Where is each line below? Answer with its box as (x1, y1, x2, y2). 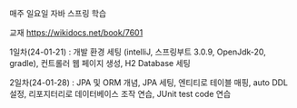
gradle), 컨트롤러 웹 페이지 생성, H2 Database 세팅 (9, 58, 191, 68)
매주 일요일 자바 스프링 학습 (9, 8, 107, 18)
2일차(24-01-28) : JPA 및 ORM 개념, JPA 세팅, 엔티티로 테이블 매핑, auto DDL (9, 77, 289, 88)
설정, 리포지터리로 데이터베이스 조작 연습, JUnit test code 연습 (9, 89, 232, 99)
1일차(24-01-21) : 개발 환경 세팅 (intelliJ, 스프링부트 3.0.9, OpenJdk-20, (9, 46, 266, 57)
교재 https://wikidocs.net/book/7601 (9, 27, 144, 38)
